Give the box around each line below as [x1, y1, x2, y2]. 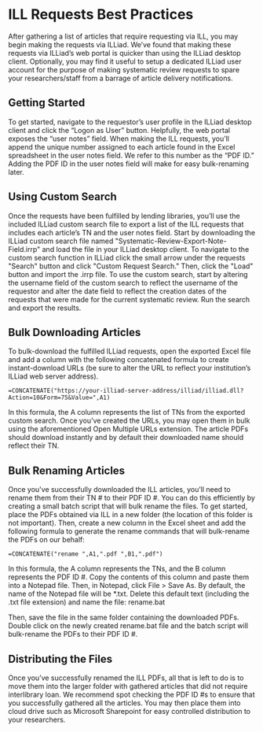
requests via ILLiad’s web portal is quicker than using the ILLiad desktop [8, 48, 241, 57]
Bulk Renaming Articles [8, 464, 126, 477]
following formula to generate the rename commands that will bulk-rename [8, 527, 250, 536]
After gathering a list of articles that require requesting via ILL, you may [8, 31, 239, 41]
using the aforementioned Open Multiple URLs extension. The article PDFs [8, 424, 249, 434]
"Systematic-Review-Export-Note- [115, 236, 227, 246]
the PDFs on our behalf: [8, 535, 85, 545]
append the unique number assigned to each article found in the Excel [8, 142, 236, 151]
